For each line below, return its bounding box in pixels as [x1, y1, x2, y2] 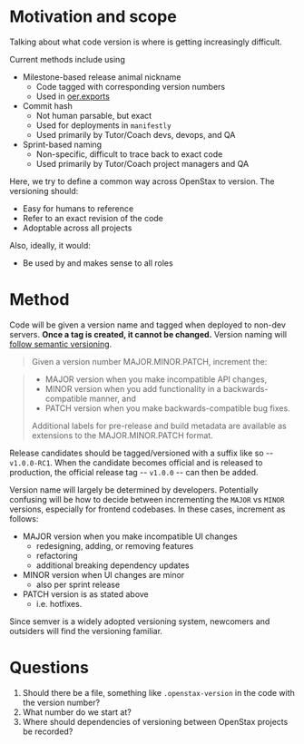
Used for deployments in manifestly [35, 120, 172, 131]
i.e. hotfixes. [35, 598, 83, 609]
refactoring [35, 550, 79, 561]
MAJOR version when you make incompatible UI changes [22, 531, 238, 542]
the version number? [22, 697, 101, 708]
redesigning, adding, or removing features [35, 540, 194, 551]
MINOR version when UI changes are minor [22, 569, 185, 580]
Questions [9, 658, 89, 678]
